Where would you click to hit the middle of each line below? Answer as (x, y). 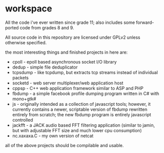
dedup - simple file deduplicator (45, 67)
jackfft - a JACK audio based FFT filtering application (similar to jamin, (83, 125)
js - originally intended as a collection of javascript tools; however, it (81, 104)
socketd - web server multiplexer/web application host (68, 83)
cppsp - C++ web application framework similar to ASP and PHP (78, 88)
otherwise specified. (26, 42)
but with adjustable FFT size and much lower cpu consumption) (77, 130)
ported (12, 27)
